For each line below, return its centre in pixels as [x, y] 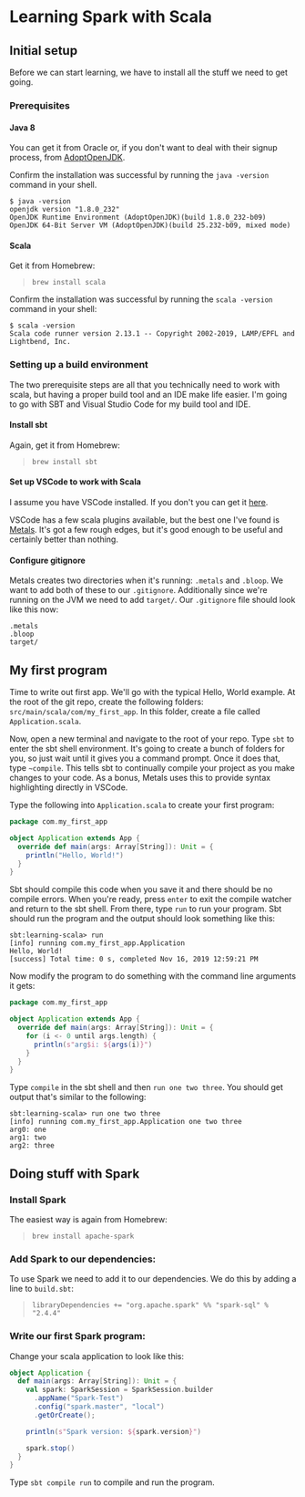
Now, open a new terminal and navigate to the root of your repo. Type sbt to [152, 739]
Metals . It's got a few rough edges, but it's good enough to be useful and [147, 530]
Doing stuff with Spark [75, 1174]
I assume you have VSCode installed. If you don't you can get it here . [139, 503]
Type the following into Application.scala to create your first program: [142, 806]
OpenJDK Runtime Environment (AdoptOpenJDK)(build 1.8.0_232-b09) [138, 218]
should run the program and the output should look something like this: [142, 919]
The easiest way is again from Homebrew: [89, 1219]
